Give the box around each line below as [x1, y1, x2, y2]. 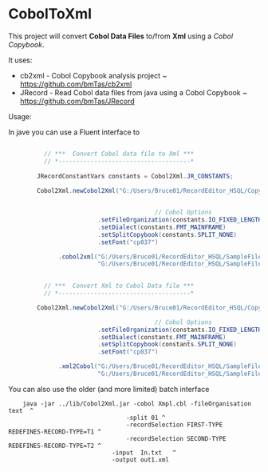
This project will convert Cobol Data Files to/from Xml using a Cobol [8, 31, 234, 41]
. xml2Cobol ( [58, 362, 98, 370]
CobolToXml [8, 5, 92, 23]
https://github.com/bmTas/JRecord [19, 96, 136, 106]
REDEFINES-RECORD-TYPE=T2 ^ [8, 442, 102, 450]
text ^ [8, 406, 34, 414]
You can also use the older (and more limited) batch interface [8, 384, 210, 394]
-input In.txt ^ [111, 449, 177, 457]
